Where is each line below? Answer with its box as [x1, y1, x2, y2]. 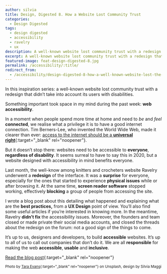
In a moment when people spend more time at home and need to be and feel [5, 116, 162, 122]
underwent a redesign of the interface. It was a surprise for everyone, [5, 172, 150, 178]
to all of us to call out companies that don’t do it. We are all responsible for [5, 239, 159, 245]
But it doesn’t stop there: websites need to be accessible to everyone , [5, 147, 149, 153]
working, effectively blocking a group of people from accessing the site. [5, 188, 154, 194]
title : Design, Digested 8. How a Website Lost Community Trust [5, 12, 141, 17]
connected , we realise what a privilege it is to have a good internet [5, 121, 143, 127]
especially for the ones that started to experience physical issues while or [5, 178, 158, 184]
